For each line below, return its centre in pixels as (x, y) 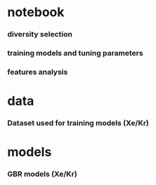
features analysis (38, 72)
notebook (36, 12)
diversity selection (40, 34)
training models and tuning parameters (75, 53)
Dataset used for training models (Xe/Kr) (78, 123)
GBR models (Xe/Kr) (42, 174)
